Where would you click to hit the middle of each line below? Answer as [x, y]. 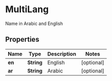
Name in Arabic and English [34, 23]
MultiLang [27, 9]
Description [62, 53]
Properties [22, 39]
